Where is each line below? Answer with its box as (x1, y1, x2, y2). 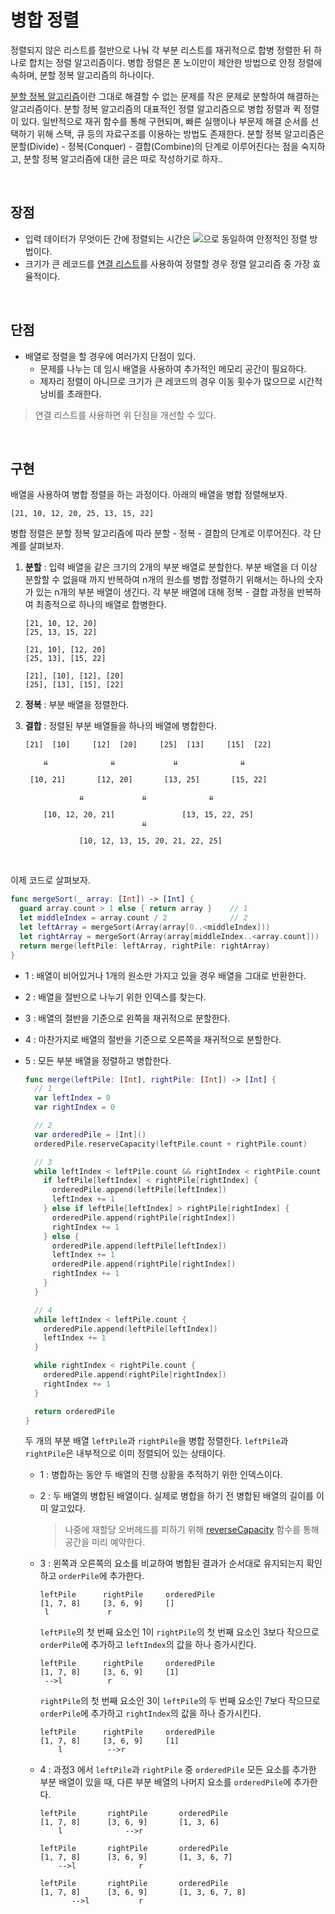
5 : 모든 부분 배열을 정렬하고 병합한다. (24, 1054, 172, 1066)
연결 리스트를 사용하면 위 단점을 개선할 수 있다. (34, 409, 217, 421)
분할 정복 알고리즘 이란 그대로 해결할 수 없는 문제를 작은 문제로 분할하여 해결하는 (10, 90, 320, 102)
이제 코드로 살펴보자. (10, 874, 91, 886)
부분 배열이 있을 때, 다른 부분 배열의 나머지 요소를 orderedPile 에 (39, 1776, 292, 1788)
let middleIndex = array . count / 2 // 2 (19, 913, 248, 923)
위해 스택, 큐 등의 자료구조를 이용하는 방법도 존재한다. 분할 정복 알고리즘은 (36, 127, 325, 140)
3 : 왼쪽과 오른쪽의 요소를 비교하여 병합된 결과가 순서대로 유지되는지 (39, 1557, 305, 1570)
